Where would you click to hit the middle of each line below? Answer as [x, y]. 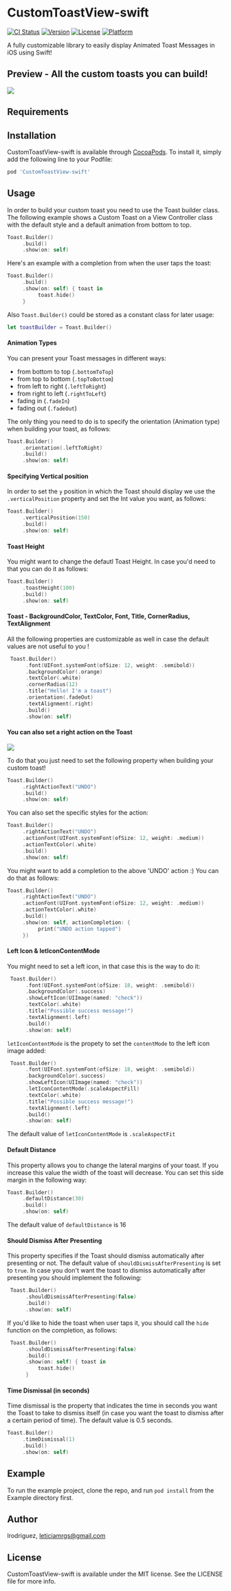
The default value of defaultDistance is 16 [67, 1225]
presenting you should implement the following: [75, 1278]
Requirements [38, 112]
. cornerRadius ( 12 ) [52, 685]
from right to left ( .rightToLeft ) [62, 393]
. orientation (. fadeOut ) [59, 697]
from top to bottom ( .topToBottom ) [65, 379]
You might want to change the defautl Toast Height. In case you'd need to [111, 562]
